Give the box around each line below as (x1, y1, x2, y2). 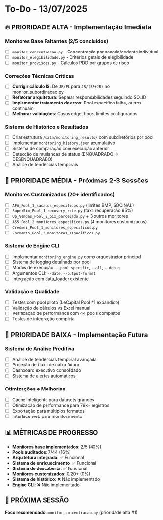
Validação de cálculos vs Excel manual (12, 305, 91, 311)
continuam (12, 105, 34, 111)
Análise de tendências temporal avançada (12, 357, 97, 363)
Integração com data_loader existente (12, 276, 89, 282)
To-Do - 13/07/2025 (5, 3, 88, 15)
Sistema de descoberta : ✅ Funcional (12, 465, 88, 471)
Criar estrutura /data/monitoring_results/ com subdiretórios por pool (12, 134, 154, 140)
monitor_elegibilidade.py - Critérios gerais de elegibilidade (12, 54, 134, 60)
